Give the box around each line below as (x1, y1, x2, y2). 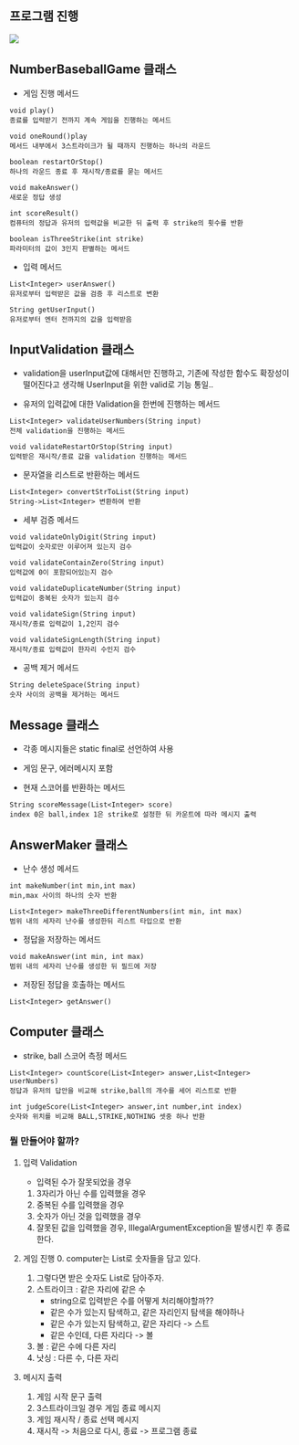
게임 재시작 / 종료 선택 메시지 (36, 1414, 139, 1425)
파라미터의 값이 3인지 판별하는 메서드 (9, 244, 130, 253)
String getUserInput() (9, 305, 96, 314)
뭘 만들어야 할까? (9, 1134, 80, 1147)
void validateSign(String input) (9, 610, 137, 619)
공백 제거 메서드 (22, 662, 79, 673)
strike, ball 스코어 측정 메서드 (22, 1049, 128, 1061)
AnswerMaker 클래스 (9, 837, 128, 852)
